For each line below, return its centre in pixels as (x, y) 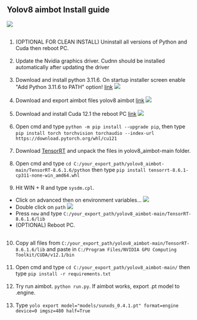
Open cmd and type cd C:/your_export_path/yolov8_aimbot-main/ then (103, 267)
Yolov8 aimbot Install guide (58, 10)
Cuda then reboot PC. (42, 48)
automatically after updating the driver (62, 67)
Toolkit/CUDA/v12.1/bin (45, 255)
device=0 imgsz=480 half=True (53, 311)
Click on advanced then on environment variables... (79, 200)
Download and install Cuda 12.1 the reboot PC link (76, 113)
